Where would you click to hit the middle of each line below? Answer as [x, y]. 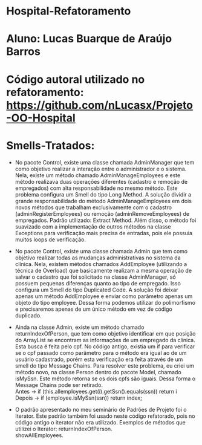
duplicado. [28, 315]
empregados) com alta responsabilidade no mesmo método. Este [96, 188]
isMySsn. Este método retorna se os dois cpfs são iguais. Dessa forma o [105, 378]
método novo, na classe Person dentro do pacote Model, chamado [98, 372]
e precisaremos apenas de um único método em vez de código [93, 309]
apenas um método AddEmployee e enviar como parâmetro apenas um [104, 296]
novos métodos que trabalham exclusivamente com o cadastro [93, 207]
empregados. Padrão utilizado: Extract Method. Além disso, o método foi [106, 220]
